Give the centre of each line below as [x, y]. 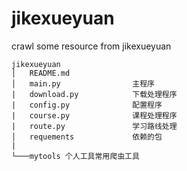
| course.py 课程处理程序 [94, 115]
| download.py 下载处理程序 [94, 94]
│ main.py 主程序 [83, 83]
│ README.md [41, 73]
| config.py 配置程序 [87, 105]
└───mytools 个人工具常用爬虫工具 [75, 156]
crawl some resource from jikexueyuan [91, 46]
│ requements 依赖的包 [87, 137]
